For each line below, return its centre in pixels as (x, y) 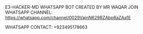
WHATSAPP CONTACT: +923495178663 (46, 27)
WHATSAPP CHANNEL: (29, 12)
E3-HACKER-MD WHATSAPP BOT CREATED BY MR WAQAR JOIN (72, 7)
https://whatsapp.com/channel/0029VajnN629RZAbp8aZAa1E (68, 17)
